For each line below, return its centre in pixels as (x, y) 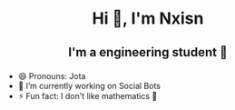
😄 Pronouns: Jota (52, 75)
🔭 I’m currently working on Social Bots (89, 85)
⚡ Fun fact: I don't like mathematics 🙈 (88, 95)
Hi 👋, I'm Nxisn (148, 19)
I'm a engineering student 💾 (148, 52)
